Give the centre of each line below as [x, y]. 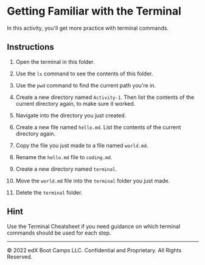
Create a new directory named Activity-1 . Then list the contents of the [105, 97]
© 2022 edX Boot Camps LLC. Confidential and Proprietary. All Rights [94, 250]
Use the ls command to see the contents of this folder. [85, 74]
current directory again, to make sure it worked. [75, 103]
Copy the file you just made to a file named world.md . [82, 145]
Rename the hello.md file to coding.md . [64, 157]
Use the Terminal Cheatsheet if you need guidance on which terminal [94, 226]
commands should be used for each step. [59, 233]
